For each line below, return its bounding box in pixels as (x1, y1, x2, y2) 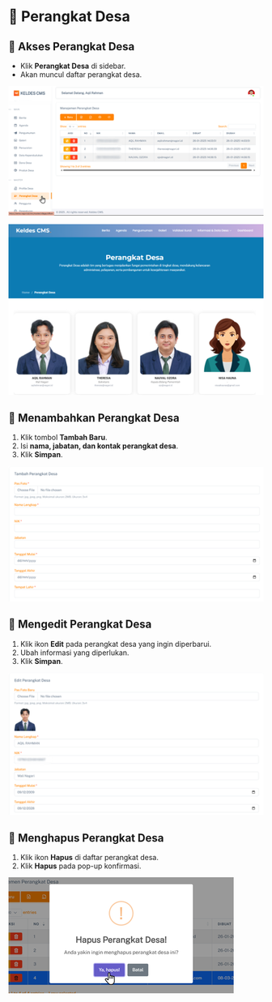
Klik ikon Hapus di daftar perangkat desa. (19, 853, 159, 863)
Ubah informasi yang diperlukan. (19, 648, 130, 657)
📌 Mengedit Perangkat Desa (8, 618, 152, 632)
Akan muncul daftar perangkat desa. (19, 70, 142, 79)
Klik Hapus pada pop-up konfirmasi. (19, 861, 142, 871)
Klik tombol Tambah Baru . (19, 433, 108, 443)
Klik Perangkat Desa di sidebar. (19, 61, 126, 71)
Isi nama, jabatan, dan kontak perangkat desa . (19, 441, 179, 451)
